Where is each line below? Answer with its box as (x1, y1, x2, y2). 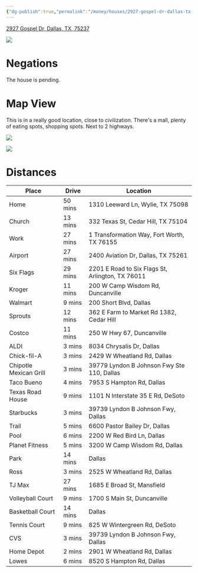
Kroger (9, 285, 28, 294)
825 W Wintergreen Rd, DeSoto (88, 521, 176, 529)
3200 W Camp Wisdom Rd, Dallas (88, 441, 183, 450)
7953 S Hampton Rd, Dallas (88, 379, 166, 387)
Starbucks (9, 409, 38, 417)
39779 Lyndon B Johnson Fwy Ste (88, 362, 185, 370)
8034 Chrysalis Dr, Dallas (88, 342, 160, 350)
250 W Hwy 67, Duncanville (88, 329, 167, 337)
